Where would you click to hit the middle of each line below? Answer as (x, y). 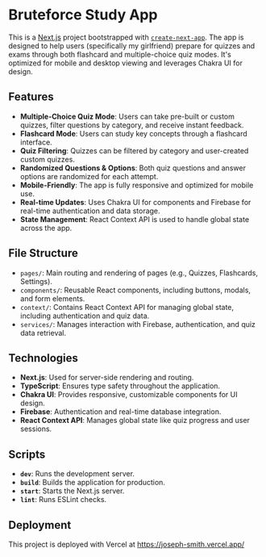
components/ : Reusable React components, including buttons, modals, (135, 290)
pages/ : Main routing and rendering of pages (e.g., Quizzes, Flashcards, (139, 273)
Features (31, 97)
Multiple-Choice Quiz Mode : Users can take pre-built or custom (127, 116)
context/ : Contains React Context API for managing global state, (127, 307)
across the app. (46, 228)
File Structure (43, 253)
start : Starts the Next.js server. (72, 491)
